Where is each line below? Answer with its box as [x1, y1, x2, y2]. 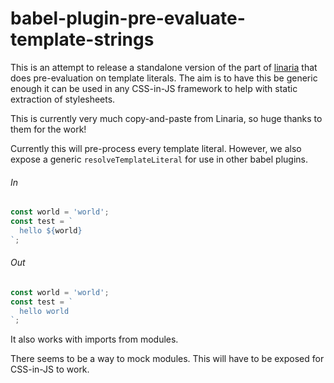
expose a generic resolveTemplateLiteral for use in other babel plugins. [10, 153, 309, 165]
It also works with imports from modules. [10, 333, 179, 346]
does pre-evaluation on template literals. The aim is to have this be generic [10, 72, 318, 84]
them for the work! [10, 123, 87, 135]
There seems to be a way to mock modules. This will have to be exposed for [10, 353, 325, 365]
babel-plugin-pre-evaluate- [10, 7, 246, 30]
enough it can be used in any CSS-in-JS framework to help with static [10, 82, 298, 94]
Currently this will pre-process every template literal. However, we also [10, 142, 302, 154]
